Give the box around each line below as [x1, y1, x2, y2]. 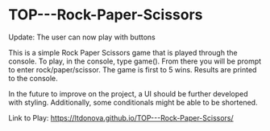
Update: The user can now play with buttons [8, 32, 156, 42]
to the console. [8, 73, 58, 83]
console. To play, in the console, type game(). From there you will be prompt [8, 56, 262, 66]
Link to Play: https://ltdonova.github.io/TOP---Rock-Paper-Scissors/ [8, 113, 234, 122]
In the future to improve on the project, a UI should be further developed [8, 88, 248, 98]
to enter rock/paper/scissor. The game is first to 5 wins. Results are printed [8, 64, 257, 74]
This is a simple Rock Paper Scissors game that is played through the [8, 47, 238, 57]
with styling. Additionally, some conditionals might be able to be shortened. [8, 97, 258, 107]
